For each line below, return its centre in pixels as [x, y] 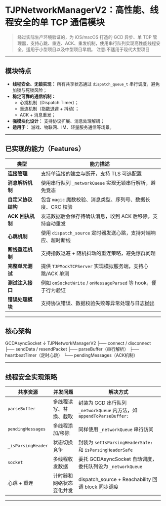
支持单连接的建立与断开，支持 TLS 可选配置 [91, 173]
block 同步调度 [102, 487]
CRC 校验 [62, 207]
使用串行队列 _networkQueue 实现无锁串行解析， [96, 183]
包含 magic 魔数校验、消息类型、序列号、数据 [93, 199]
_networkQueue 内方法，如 [108, 410]
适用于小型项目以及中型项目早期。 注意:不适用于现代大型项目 [88, 49]
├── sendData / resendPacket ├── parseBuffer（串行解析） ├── [72, 349]
